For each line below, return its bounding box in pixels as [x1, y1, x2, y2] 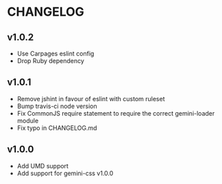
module [16, 116, 39, 124]
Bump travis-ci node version [16, 102, 97, 110]
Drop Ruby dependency [16, 57, 84, 65]
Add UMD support [16, 161, 69, 170]
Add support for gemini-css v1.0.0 [16, 169, 114, 177]
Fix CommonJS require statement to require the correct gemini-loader [16, 109, 215, 117]
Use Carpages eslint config [16, 49, 95, 57]
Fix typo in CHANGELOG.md [16, 124, 97, 132]
